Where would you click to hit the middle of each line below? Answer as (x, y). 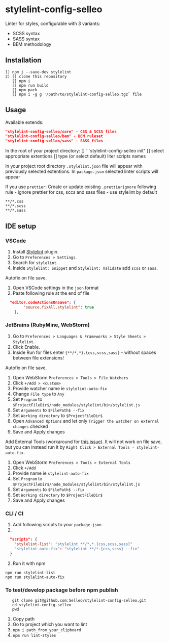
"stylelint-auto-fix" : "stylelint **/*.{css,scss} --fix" (77, 549)
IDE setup (21, 226)
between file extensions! (38, 357)
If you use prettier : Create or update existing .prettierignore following (81, 187)
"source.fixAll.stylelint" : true (59, 307)
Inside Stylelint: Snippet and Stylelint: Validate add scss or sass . (85, 268)
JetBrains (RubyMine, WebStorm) (47, 325)
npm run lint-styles (34, 635)
